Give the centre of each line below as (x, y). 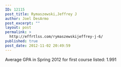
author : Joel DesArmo (27, 18)
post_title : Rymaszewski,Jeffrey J (41, 14)
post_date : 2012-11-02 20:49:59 (38, 46)
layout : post (18, 28)
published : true (21, 41)
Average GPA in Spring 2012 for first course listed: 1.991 (61, 59)
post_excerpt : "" (23, 23)
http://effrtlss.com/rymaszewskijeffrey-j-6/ (56, 37)
